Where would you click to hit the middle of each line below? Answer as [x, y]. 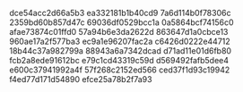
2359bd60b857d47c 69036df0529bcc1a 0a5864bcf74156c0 [122, 22]
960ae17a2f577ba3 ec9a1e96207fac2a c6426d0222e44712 [120, 41]
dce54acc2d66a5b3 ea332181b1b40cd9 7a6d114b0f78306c [120, 13]
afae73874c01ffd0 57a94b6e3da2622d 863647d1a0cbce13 [119, 32]
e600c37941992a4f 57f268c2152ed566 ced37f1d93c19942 [120, 70]
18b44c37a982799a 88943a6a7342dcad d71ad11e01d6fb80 [120, 51]
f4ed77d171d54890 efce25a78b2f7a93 [81, 79]
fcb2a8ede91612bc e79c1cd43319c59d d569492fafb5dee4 [119, 60]
